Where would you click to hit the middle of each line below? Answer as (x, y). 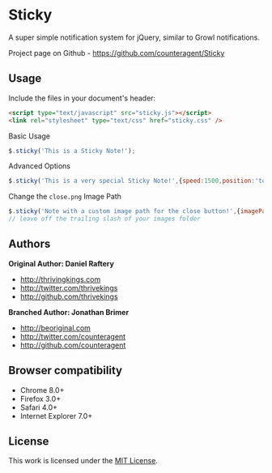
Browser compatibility (66, 371)
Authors (30, 244)
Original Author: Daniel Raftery (62, 263)
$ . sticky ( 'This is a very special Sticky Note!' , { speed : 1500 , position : (132, 181)
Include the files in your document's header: (82, 98)
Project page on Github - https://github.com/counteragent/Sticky (117, 53)
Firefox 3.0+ (40, 398)
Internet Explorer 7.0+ (56, 415)
